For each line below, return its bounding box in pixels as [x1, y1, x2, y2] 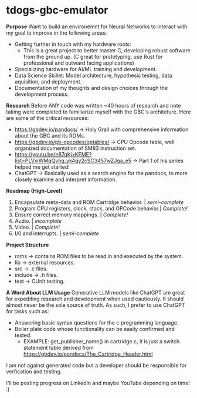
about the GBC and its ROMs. [14, 132, 86, 139]
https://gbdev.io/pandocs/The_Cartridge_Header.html [23, 350, 153, 357]
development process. [14, 91, 69, 98]
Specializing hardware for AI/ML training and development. [14, 65, 157, 72]
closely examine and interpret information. [14, 176, 117, 183]
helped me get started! [14, 163, 70, 170]
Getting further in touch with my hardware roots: [14, 41, 132, 48]
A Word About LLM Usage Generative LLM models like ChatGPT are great [6, 289, 185, 296]
